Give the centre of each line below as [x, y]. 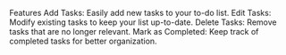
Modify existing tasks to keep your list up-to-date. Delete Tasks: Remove [143, 22]
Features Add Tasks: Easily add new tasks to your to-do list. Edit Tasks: [140, 13]
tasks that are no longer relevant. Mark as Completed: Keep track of [134, 31]
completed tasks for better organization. [84, 41]
